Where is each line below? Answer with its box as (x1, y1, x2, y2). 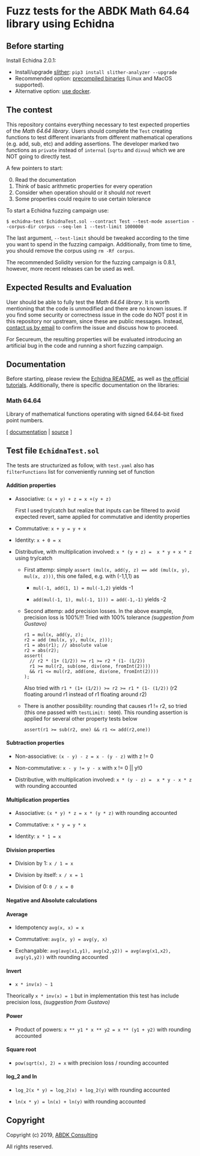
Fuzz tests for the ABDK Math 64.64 (6, 4, 190, 18)
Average (6, 910, 28, 918)
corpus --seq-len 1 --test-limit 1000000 (38, 223, 144, 229)
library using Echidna (6, 17, 115, 31)
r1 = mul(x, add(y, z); (23, 632, 84, 638)
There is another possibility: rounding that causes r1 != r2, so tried (23, 702, 187, 709)
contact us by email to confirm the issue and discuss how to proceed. (6, 324, 179, 331)
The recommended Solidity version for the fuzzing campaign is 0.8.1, (6, 258, 176, 265)
